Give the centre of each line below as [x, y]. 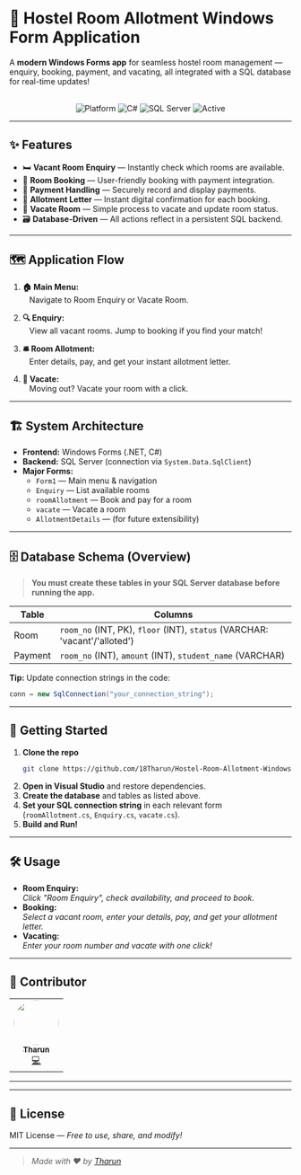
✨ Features [41, 145]
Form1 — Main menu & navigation [96, 481]
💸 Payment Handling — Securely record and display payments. [139, 190]
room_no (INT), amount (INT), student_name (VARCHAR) [172, 656]
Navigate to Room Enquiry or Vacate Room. [109, 299]
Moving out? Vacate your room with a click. [109, 388]
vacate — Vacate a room [81, 509]
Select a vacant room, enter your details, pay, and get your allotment [150, 916]
